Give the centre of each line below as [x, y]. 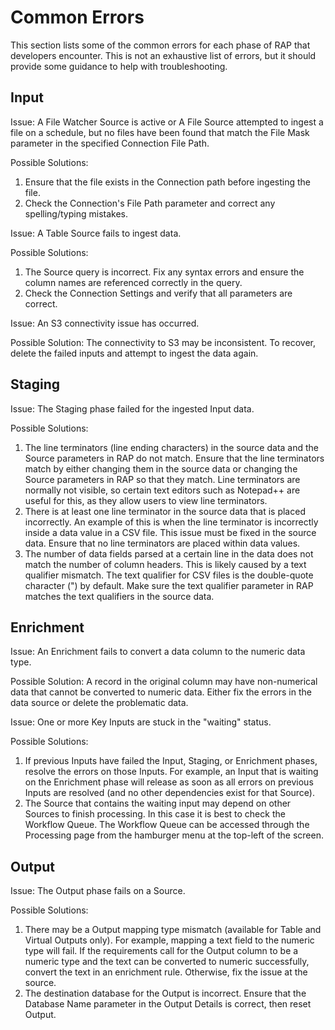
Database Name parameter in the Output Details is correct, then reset [168, 1004]
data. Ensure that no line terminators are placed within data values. [162, 543]
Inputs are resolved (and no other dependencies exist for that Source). [169, 793]
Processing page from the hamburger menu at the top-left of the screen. [174, 835]
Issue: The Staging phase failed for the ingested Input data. [132, 408]
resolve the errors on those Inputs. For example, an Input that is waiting [171, 772]
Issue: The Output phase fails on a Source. [98, 891]
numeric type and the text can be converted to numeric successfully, [167, 962]
